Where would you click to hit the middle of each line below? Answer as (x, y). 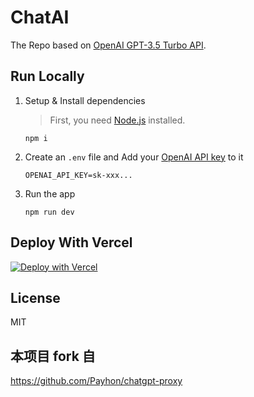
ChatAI (40, 17)
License (35, 297)
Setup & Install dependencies (85, 100)
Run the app (50, 193)
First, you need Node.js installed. (117, 120)
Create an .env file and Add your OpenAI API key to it (134, 157)
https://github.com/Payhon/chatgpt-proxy (96, 381)
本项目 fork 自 (53, 356)
